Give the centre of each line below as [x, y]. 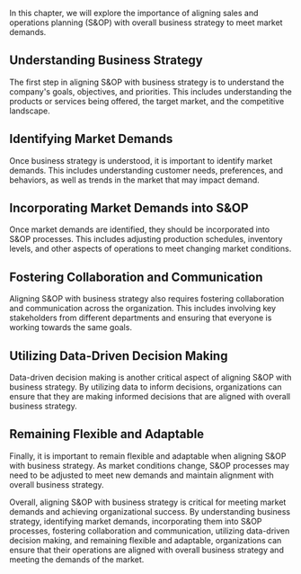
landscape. [30, 111]
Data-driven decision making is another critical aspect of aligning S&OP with [150, 378]
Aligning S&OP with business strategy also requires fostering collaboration [147, 299]
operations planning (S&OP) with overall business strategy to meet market [146, 22]
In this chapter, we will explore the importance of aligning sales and [134, 13]
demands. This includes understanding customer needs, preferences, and [146, 170]
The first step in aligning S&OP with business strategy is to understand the [147, 82]
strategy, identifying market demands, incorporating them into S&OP [136, 521]
